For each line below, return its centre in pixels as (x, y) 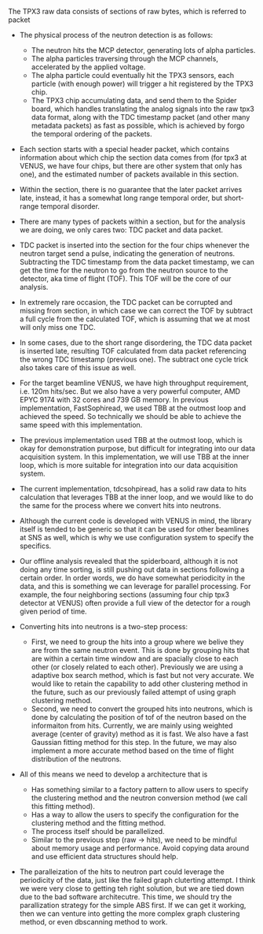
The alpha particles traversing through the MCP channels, (124, 59)
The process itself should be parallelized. (98, 831)
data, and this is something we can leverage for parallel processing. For (135, 586)
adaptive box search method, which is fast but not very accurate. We (142, 675)
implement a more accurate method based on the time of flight (132, 751)
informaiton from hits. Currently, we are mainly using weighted (132, 725)
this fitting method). (63, 806)
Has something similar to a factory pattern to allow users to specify (140, 789)
